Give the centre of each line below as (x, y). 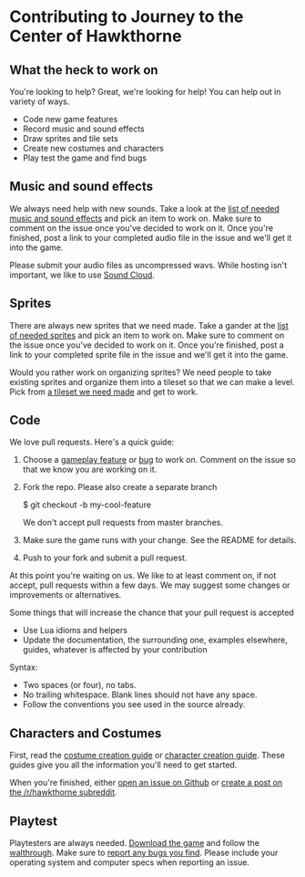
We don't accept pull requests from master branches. (122, 523)
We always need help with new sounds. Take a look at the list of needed (145, 208)
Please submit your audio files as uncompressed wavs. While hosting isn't (148, 265)
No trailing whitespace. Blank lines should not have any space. (140, 694)
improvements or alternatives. (66, 595)
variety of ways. (40, 101)
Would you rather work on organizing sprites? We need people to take (141, 372)
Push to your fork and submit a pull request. (105, 558)
